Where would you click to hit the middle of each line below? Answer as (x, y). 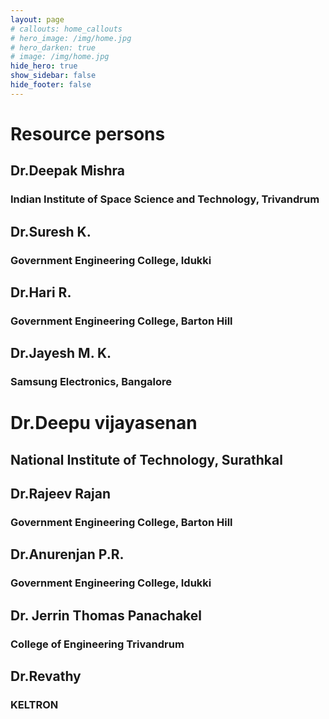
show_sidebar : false (53, 76)
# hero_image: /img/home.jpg (71, 38)
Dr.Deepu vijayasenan (104, 423)
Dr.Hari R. (41, 292)
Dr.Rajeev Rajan (61, 494)
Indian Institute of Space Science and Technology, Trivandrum (165, 199)
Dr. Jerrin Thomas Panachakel (106, 615)
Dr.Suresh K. (51, 231)
